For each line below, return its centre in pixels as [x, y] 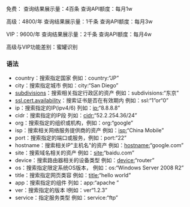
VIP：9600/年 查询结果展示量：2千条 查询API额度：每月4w [79, 34]
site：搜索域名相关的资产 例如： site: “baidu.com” [75, 153]
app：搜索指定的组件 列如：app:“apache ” [67, 183]
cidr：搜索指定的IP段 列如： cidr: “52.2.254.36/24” [76, 115]
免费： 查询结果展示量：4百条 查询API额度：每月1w [70, 9]
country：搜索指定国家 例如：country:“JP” [67, 78]
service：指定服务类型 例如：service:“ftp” [66, 198]
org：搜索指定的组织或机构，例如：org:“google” [74, 123]
